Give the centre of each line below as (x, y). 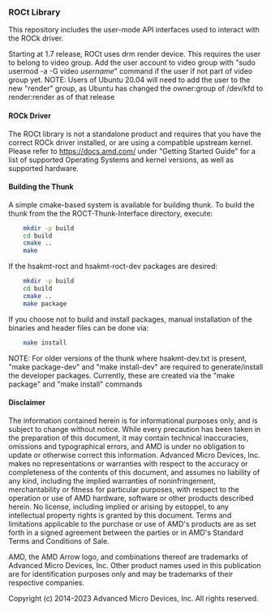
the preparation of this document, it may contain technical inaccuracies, (129, 438)
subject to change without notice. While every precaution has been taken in (135, 429)
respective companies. (47, 583)
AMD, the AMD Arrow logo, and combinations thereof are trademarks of (129, 557)
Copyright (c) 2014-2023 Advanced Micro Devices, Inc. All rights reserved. (133, 598)
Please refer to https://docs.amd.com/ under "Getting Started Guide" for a (132, 151)
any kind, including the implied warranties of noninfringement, (112, 481)
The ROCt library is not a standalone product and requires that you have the (135, 134)
